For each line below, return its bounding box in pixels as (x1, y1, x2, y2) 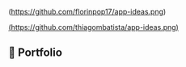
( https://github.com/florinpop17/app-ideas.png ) (8, 7, 167, 16)
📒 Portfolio (8, 46, 63, 60)
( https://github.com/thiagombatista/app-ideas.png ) (8, 23, 180, 31)
